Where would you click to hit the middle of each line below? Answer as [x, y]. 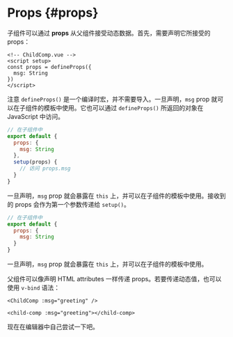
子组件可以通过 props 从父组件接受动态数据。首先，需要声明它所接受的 [109, 33]
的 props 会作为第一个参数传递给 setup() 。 [69, 204]
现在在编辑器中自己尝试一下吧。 [53, 327]
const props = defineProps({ [49, 67]
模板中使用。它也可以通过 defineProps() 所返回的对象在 [123, 108]
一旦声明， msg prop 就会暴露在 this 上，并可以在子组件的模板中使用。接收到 [116, 196]
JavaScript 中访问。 [36, 116]
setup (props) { [35, 162]
